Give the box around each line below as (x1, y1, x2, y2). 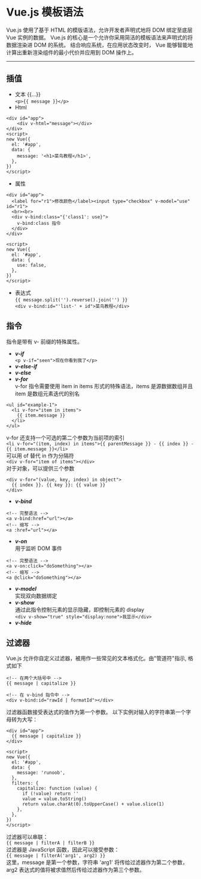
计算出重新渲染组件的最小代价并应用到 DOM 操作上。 (6, 48, 138, 56)
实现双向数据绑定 (14, 592, 57, 599)
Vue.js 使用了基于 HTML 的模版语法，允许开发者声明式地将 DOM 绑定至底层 (6, 26, 193, 33)
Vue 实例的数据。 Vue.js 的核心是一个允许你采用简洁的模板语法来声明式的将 (6, 33, 193, 41)
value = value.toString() (22, 796, 87, 802)
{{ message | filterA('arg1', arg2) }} (6, 853, 106, 859)
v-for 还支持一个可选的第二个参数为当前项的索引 (6, 434, 125, 441)
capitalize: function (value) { (17, 786, 98, 792)
